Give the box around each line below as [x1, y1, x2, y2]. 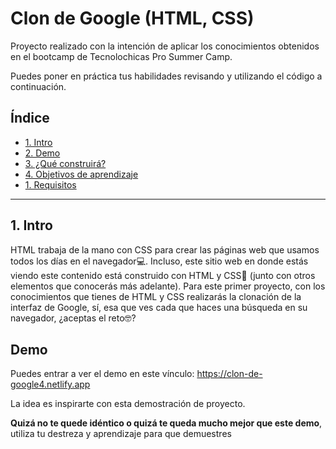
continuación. [10, 80, 67, 92]
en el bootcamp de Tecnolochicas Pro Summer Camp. [10, 50, 233, 62]
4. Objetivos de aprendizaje [24, 168, 139, 180]
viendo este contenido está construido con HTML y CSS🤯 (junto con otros [10, 269, 316, 281]
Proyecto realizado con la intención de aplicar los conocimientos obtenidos [10, 40, 320, 52]
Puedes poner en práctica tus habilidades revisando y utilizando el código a [10, 70, 323, 82]
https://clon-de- [196, 368, 263, 380]
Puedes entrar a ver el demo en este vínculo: [10, 368, 195, 380]
